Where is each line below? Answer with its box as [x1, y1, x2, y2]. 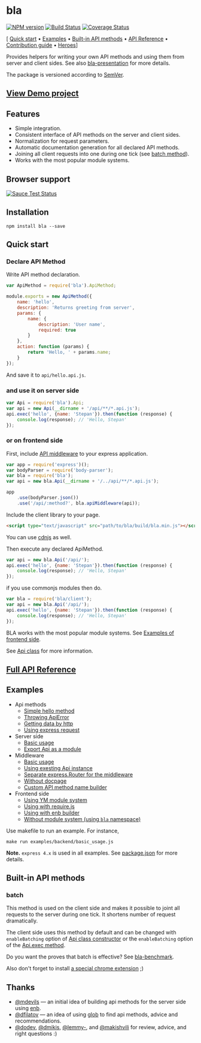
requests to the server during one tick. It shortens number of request [6, 911, 176, 918]
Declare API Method [6, 257, 66, 266]
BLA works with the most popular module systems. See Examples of [6, 629, 175, 636]
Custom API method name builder [23, 783, 108, 790]
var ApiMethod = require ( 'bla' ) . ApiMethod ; [6, 282, 117, 288]
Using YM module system [23, 796, 88, 804]
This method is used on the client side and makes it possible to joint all [6, 904, 181, 912]
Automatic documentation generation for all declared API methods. [14, 144, 180, 151]
